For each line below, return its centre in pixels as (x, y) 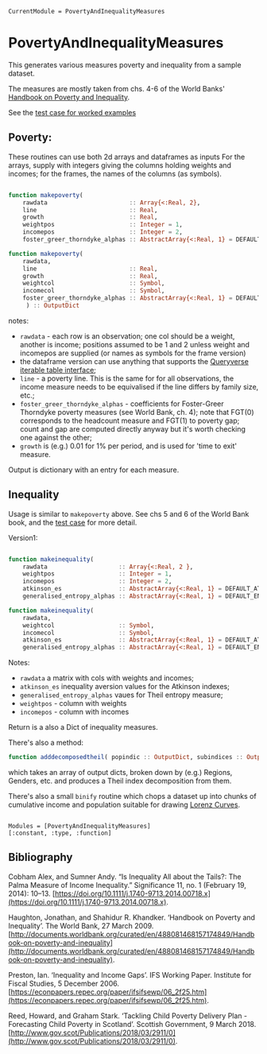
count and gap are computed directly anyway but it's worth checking (133, 428)
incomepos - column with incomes (74, 712)
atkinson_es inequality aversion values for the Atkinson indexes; (125, 687)
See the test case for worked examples (72, 112)
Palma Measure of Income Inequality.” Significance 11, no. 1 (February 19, (127, 885)
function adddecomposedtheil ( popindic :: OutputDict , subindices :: (126, 758)
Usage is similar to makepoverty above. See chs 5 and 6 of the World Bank (129, 513)
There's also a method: (46, 742)
